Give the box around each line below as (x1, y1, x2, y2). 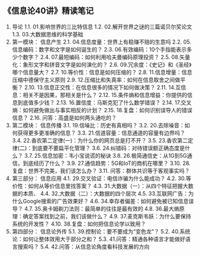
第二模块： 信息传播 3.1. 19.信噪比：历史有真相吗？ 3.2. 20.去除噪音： (12, 121, 185, 129)
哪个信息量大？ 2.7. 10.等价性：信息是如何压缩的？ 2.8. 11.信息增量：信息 (12, 69, 193, 76)
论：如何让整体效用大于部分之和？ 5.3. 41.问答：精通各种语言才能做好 (12, 235, 186, 243)
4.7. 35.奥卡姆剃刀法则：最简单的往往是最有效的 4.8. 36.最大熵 (24, 205, 180, 212)
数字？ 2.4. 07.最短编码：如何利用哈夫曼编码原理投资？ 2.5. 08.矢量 (22, 53, 191, 61)
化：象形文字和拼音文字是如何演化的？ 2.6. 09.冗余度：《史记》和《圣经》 (12, 61, 192, 68)
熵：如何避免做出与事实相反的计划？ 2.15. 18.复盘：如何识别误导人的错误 (12, 106, 193, 113)
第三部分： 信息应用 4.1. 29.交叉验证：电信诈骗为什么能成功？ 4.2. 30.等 (12, 175, 192, 182)
